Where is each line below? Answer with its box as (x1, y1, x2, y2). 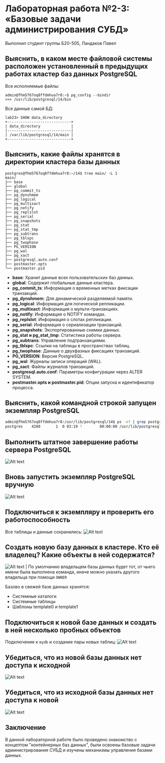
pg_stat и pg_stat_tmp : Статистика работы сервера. (12, 332, 122, 338)
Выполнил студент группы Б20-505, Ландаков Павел (5, 40, 116, 46)
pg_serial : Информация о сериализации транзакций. (12, 322, 123, 327)
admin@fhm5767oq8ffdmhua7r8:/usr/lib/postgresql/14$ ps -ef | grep (5, 420, 146, 425)
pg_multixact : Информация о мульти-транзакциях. (12, 306, 119, 312)
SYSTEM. (12, 374, 32, 380)
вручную (5, 480, 34, 489)
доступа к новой (5, 696, 59, 704)
